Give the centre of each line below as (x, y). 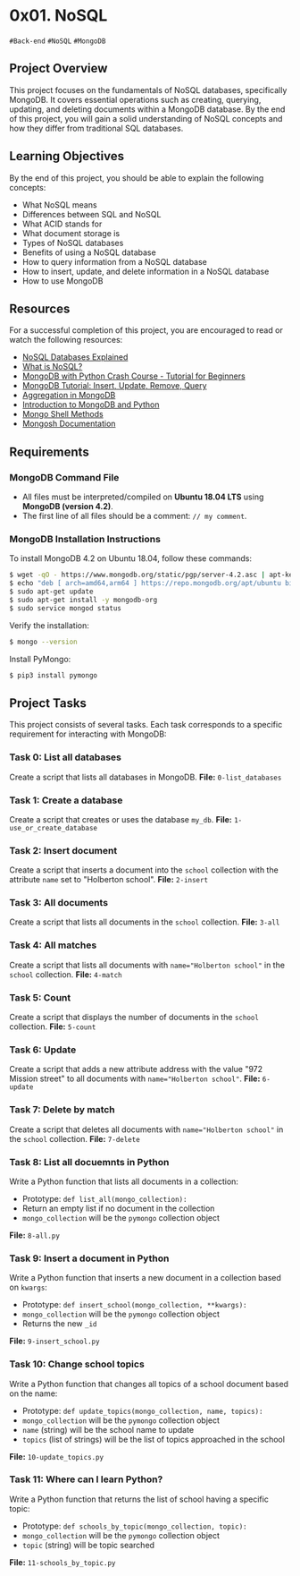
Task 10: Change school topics (77, 1364)
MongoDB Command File (64, 477)
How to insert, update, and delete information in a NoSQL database (146, 271)
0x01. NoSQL (58, 16)
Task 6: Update (43, 1050)
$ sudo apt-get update (51, 592)
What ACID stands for (62, 224)
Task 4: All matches (53, 945)
